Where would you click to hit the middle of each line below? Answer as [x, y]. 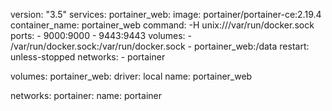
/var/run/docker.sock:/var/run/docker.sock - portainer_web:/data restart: [160, 46]
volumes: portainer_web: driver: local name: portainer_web [131, 76]
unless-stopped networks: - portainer [88, 57]
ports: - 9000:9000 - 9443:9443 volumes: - [101, 35]
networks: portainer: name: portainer [86, 95]
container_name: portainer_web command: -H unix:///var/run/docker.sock [162, 25]
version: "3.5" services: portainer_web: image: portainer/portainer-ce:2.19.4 [166, 14]
